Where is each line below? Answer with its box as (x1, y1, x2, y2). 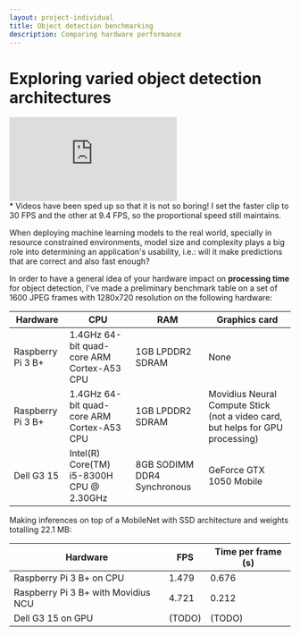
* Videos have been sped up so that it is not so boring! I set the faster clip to (9, 200, 289, 211)
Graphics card (216, 314, 279, 326)
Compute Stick (208, 399, 271, 411)
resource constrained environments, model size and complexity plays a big (9, 237, 286, 248)
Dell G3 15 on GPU (13, 612, 94, 624)
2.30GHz (69, 492, 108, 505)
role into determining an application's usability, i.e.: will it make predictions (9, 247, 283, 258)
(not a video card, (208, 411, 283, 423)
